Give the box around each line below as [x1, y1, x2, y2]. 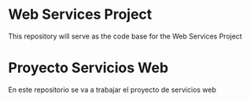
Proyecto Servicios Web [8, 59, 169, 77]
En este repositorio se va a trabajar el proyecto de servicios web [8, 85, 217, 94]
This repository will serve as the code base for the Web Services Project [8, 31, 242, 41]
